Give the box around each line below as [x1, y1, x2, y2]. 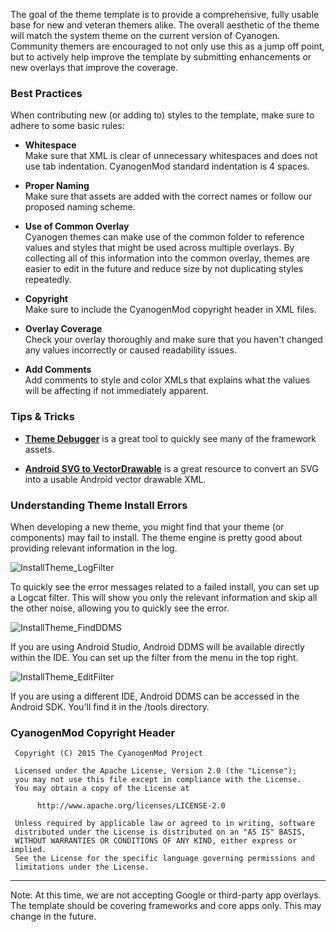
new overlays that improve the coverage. [10, 62, 179, 73]
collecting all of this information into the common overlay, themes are [24, 252, 310, 264]
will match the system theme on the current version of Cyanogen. [10, 30, 280, 41]
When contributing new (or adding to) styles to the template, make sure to [10, 109, 315, 121]
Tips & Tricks [10, 410, 76, 424]
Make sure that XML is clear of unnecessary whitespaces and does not [24, 150, 318, 162]
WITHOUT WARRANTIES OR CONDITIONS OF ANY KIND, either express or [14, 836, 298, 846]
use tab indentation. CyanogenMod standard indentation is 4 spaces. [24, 160, 310, 173]
